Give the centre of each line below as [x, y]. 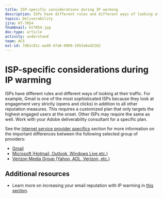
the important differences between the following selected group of [72, 133]
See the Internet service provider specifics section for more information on [80, 129]
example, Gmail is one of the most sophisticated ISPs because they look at [80, 99]
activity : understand [27, 37]
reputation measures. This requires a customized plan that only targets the [80, 109]
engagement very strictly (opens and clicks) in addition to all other [71, 104]
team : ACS [15, 41]
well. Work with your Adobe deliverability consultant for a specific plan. [76, 119]
